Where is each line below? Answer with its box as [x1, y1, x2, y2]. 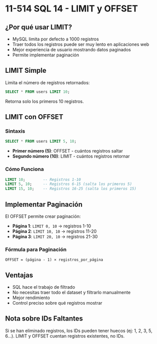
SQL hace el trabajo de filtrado [12, 284, 76, 290]
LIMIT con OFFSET [5, 113, 64, 121]
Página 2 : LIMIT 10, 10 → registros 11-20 [12, 228, 97, 234]
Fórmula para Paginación [5, 246, 67, 253]
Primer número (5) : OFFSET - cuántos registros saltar [12, 148, 123, 154]
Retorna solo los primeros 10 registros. [5, 98, 84, 104]
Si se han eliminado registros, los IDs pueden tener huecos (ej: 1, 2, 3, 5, [5, 328, 153, 334]
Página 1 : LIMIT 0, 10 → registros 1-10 [12, 223, 91, 229]
